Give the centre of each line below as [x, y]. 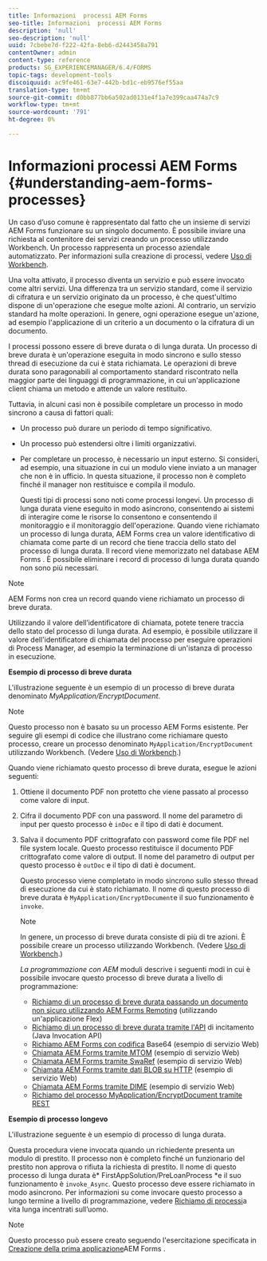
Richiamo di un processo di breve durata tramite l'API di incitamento [143, 1027]
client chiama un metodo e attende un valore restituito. [98, 389]
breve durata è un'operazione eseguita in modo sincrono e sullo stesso [125, 354]
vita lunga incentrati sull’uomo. [59, 1209]
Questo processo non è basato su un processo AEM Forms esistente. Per [128, 726]
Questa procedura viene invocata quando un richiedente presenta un [122, 1149]
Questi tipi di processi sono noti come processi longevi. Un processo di [136, 500]
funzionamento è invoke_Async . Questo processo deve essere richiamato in [132, 1184]
